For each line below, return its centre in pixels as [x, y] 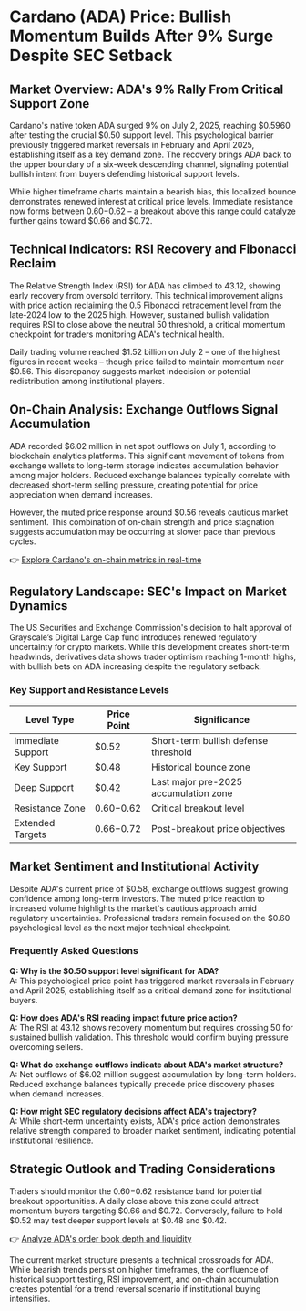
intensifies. [30, 1298]
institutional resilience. [51, 1140]
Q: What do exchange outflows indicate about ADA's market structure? [147, 1065]
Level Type [50, 719]
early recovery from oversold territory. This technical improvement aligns [147, 295]
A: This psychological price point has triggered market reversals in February [152, 981]
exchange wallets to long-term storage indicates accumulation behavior [144, 465]
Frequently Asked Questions [74, 951]
